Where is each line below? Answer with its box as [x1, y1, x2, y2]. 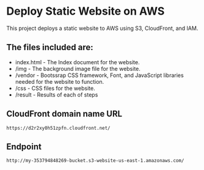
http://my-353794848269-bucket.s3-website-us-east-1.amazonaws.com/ [6, 158, 184, 164]
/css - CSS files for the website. [15, 84, 96, 92]
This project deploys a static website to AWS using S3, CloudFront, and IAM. [6, 24, 199, 32]
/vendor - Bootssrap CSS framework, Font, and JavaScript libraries [15, 72, 184, 79]
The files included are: [6, 42, 93, 53]
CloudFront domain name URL [6, 109, 123, 119]
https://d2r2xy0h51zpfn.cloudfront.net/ [6, 125, 111, 131]
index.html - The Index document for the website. [15, 58, 140, 65]
